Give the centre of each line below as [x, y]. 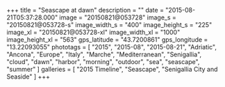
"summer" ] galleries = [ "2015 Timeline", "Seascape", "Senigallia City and [112, 69]
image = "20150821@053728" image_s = [118, 17]
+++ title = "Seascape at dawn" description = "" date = [85, 10]
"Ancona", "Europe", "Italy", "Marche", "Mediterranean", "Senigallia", [104, 54]
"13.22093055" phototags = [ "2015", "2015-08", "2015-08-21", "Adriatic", [111, 47]
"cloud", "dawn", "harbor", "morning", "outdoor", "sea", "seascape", [103, 62]
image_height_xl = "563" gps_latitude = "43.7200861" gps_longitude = [107, 40]
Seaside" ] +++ [28, 77]
